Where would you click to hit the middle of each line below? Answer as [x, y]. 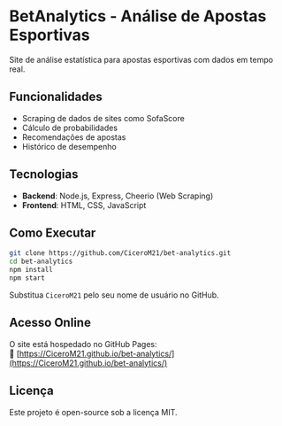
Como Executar [53, 232]
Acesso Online [50, 323]
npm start [27, 278]
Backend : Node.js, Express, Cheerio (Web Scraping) [118, 196]
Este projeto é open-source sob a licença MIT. [94, 412]
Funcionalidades [56, 97]
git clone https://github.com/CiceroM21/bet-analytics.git [120, 253]
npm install [31, 270]
